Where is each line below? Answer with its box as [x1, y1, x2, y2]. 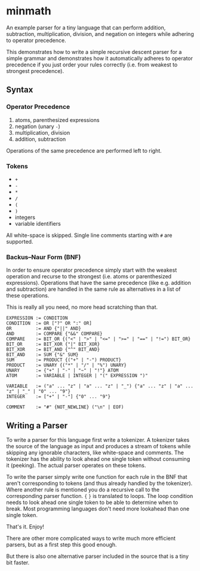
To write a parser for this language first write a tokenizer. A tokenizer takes [6, 436, 190, 444]
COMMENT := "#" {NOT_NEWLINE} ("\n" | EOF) [6, 404, 124, 411]
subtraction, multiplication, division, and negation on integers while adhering [6, 30, 194, 37]
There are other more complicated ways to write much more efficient [6, 534, 176, 542]
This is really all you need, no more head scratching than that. [6, 303, 158, 311]
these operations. [6, 292, 50, 299]
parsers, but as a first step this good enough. [6, 541, 118, 548]
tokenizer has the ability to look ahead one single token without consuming [6, 455, 190, 463]
